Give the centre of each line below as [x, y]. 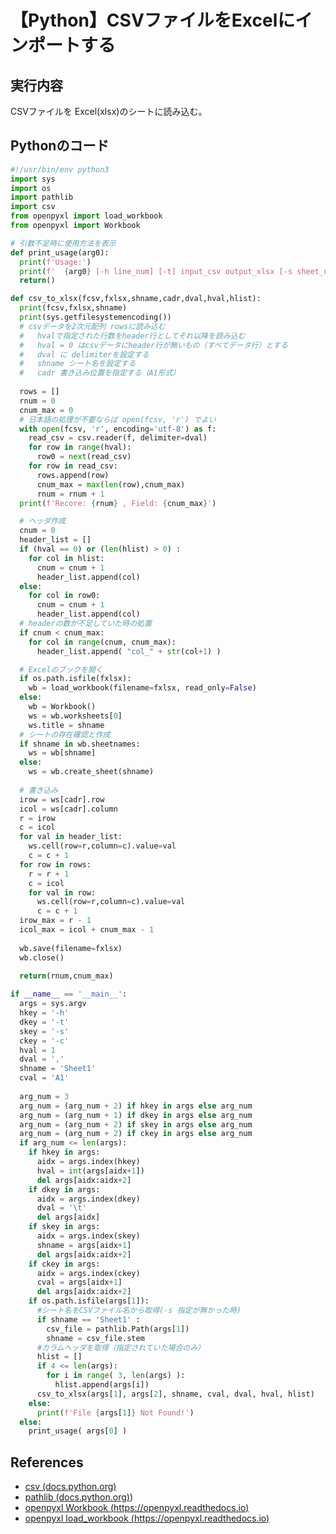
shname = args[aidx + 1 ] [84, 1245]
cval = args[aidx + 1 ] [79, 1282]
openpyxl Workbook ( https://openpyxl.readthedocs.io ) [137, 1508]
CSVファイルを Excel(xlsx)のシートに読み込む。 [109, 111]
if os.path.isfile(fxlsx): [75, 679]
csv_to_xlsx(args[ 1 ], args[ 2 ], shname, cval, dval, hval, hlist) [175, 1394]
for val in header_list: [71, 837]
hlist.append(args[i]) [102, 1385]
